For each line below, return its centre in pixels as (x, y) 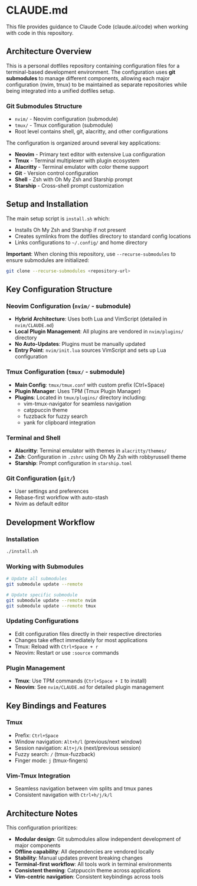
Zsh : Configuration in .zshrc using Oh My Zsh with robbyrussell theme (101, 457)
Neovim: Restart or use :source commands (67, 652)
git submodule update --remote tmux (51, 606)
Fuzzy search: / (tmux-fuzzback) (55, 754)
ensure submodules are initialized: (48, 260)
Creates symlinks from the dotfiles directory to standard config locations (103, 236)
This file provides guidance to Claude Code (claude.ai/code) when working (97, 27)
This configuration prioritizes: (42, 828)
